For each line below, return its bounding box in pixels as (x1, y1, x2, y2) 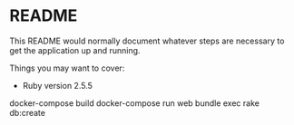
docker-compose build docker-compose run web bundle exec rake (9, 97, 260, 109)
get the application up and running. (9, 44, 141, 55)
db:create (9, 107, 45, 118)
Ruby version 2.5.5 (22, 80, 93, 91)
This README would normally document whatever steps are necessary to (9, 35, 285, 46)
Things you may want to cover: (9, 62, 125, 73)
